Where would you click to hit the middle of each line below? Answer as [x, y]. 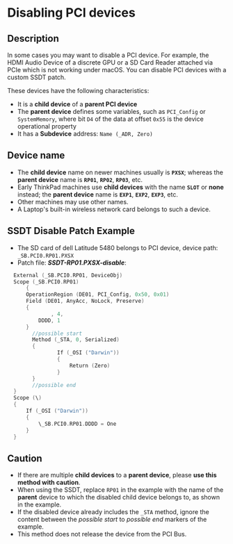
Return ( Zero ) [90, 365]
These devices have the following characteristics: [78, 91]
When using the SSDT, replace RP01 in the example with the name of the [120, 490]
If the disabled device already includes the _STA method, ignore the [113, 512]
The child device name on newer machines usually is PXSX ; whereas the [120, 172]
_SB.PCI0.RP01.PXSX [46, 256]
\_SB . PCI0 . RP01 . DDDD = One [77, 424]
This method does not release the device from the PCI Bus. [102, 534]
